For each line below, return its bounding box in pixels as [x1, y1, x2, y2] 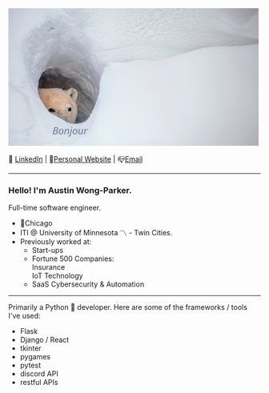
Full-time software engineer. [8, 203, 102, 213]
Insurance [31, 263, 66, 272]
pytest [19, 360, 42, 371]
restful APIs [19, 378, 58, 387]
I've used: [8, 311, 42, 321]
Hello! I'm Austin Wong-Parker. [8, 184, 132, 195]
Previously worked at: [19, 237, 92, 247]
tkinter [19, 343, 42, 353]
